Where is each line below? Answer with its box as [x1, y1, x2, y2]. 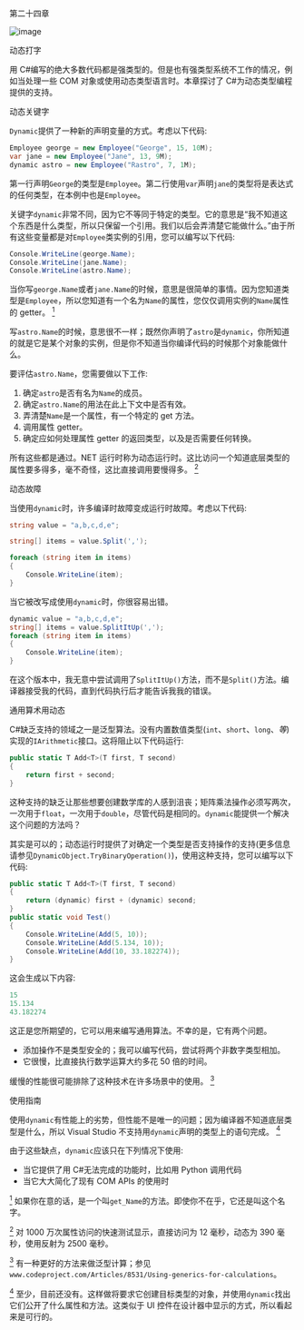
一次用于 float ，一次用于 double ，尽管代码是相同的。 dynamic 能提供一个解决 [9, 807, 289, 819]
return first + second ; [25, 770, 116, 779]
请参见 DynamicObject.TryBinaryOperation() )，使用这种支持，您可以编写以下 [9, 850, 294, 861]
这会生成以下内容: [9, 972, 76, 983]
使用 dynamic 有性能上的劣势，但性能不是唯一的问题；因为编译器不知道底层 [9, 1114, 285, 1125]
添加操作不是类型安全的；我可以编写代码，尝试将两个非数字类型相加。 [22, 1044, 286, 1055]
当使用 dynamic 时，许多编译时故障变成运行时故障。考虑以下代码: [9, 502, 248, 513]
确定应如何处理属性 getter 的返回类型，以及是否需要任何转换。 [22, 432, 257, 443]
